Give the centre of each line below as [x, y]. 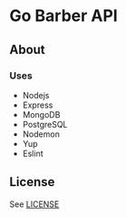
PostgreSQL [45, 124]
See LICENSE [34, 204]
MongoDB [41, 114]
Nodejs [36, 95]
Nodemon [41, 134]
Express [38, 105]
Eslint [33, 153]
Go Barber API [63, 16]
